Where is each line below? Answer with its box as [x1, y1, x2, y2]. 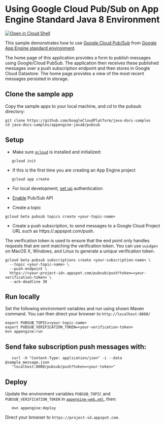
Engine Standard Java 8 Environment [5, 14, 160, 25]
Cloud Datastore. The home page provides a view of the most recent [5, 70, 144, 76]
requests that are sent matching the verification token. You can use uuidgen [5, 243, 158, 249]
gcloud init [11, 158, 36, 164]
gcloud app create [11, 176, 50, 181]
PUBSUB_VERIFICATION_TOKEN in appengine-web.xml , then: [5, 396, 117, 402]
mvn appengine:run [5, 329, 43, 334]
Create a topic [12, 204, 41, 211]
